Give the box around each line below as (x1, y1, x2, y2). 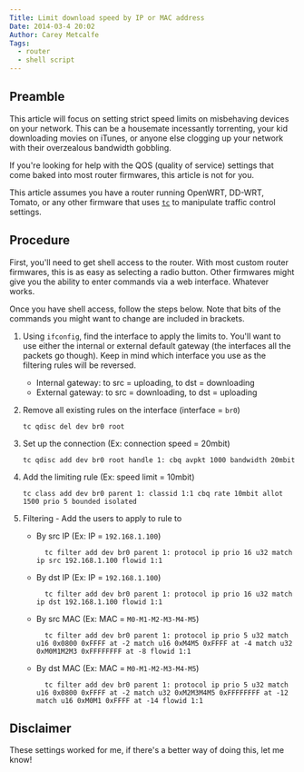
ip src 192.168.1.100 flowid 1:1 (35, 556, 163, 565)
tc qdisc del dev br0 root (22, 421, 125, 431)
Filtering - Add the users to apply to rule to (22, 512, 182, 523)
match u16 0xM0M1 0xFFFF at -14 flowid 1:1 (35, 696, 204, 705)
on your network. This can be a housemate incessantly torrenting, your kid (9, 123, 289, 134)
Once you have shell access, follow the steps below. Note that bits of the (9, 303, 281, 314)
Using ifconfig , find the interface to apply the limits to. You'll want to (22, 331, 281, 341)
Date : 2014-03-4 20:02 (9, 22, 95, 31)
